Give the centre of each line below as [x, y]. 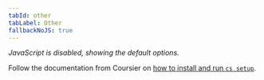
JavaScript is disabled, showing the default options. [94, 53]
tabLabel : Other [35, 23]
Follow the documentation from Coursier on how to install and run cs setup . [132, 68]
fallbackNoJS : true [41, 30]
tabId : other [30, 15]
